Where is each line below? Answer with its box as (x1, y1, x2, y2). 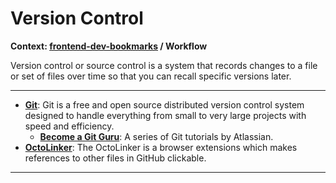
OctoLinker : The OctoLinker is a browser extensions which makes (24, 141, 298, 153)
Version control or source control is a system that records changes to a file (10, 59, 318, 71)
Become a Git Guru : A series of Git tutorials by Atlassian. (39, 130, 274, 142)
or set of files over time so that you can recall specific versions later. (10, 70, 292, 82)
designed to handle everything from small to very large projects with (24, 109, 307, 121)
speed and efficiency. (24, 120, 115, 132)
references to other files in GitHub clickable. (24, 152, 207, 164)
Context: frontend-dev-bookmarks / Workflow (10, 40, 208, 52)
